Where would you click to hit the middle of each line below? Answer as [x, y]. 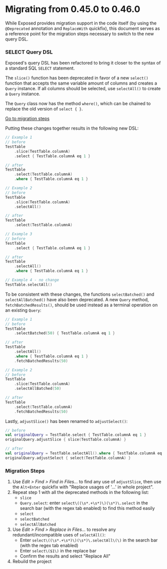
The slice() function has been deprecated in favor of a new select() [77, 78]
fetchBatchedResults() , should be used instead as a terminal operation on [81, 305]
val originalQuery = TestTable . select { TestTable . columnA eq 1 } [76, 435]
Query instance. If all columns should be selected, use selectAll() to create [83, 89]
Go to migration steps [27, 119]
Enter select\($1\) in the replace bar [58, 551]
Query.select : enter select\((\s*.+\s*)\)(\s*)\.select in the [84, 503]
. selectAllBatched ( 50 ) [38, 389]
